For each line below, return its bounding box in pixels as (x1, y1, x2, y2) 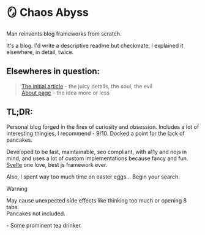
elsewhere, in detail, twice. (6, 48, 74, 56)
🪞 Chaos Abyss (6, 6, 89, 20)
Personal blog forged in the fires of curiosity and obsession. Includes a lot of (6, 123, 199, 130)
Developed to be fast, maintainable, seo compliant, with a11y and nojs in (6, 148, 187, 155)
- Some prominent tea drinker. (6, 222, 83, 229)
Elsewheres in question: (6, 66, 100, 77)
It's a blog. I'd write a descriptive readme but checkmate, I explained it (6, 42, 184, 49)
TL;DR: (6, 107, 34, 117)
